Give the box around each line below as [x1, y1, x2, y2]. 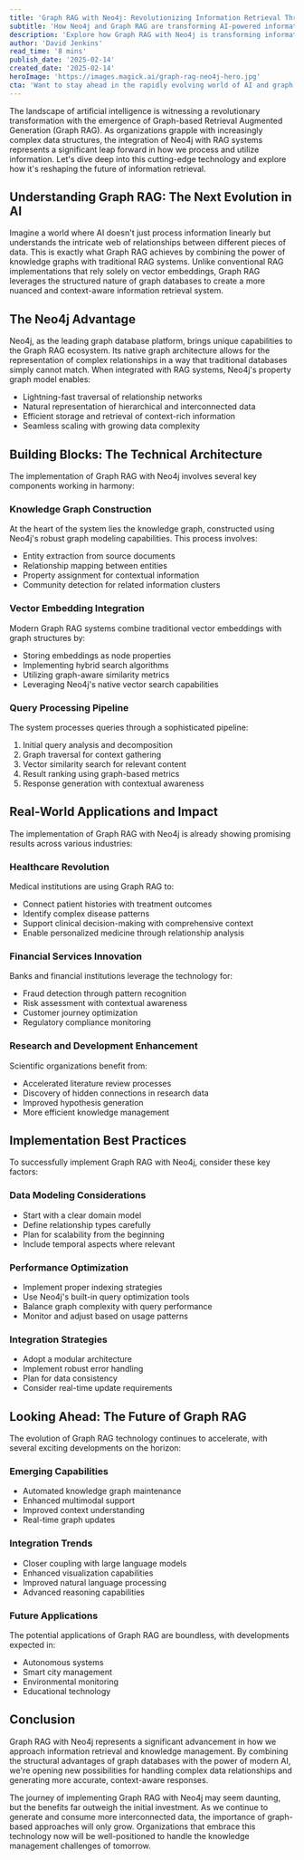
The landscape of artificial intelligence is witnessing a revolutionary [9, 105, 261, 116]
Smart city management [22, 1667, 113, 1678]
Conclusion [9, 1712, 76, 1728]
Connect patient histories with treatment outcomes [22, 898, 213, 910]
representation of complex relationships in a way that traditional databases [9, 355, 288, 366]
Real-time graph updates [22, 1514, 116, 1526]
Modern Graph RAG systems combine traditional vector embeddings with [9, 622, 282, 634]
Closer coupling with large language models [22, 1558, 187, 1568]
